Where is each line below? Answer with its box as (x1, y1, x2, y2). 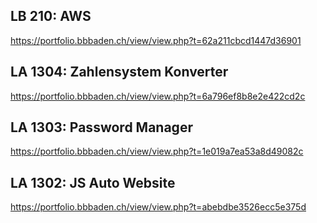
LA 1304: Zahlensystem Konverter (10, 64, 229, 81)
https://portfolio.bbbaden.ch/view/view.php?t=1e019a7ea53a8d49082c (10, 145, 304, 158)
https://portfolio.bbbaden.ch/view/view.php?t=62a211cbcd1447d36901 (10, 34, 302, 46)
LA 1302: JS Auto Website (10, 174, 176, 191)
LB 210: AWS (10, 8, 92, 25)
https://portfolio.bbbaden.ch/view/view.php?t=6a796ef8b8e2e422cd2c (10, 90, 306, 102)
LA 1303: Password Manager (10, 119, 193, 136)
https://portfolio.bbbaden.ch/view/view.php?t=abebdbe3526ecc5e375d (10, 201, 307, 213)
